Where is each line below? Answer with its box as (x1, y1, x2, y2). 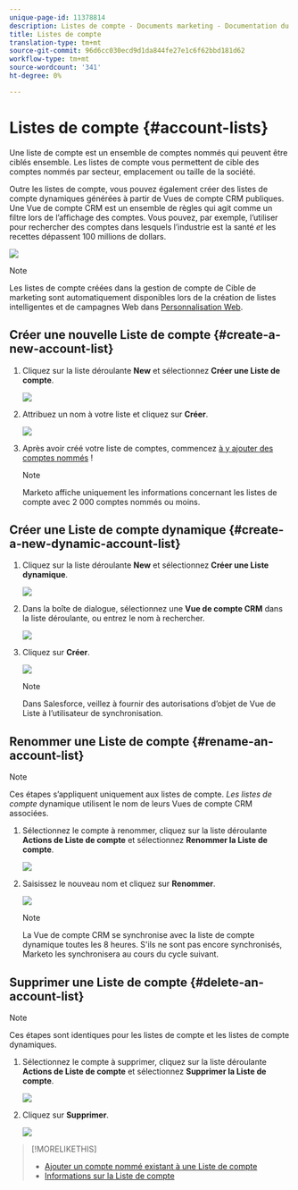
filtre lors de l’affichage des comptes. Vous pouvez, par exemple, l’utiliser (9, 212, 278, 223)
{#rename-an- (191, 734, 274, 749)
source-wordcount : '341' (9, 63, 102, 72)
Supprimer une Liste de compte (9, 975, 188, 990)
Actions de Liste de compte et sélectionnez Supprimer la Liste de (21, 1066, 267, 1076)
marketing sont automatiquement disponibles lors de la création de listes (9, 291, 277, 302)
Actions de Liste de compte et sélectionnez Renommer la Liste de (21, 835, 268, 846)
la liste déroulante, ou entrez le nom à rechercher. (21, 613, 205, 624)
